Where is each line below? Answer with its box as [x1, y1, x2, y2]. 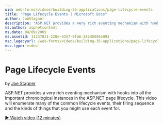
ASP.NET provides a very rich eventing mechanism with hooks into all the [5, 89, 152, 95]
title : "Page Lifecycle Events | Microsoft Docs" [5, 12, 108, 17]
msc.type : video [5, 43, 38, 48]
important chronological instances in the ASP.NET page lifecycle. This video [5, 95, 157, 101]
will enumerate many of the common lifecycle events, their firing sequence [5, 100, 154, 106]
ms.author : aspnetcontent [5, 25, 57, 30]
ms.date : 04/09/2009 [5, 30, 47, 35]
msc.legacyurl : [5, 39, 36, 44]
